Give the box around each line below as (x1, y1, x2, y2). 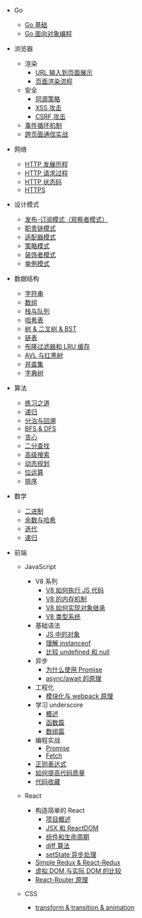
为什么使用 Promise (45, 665, 102, 674)
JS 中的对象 (45, 630, 81, 638)
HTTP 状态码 (24, 178, 62, 186)
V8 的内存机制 (45, 595, 87, 603)
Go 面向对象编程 (24, 30, 73, 37)
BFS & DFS (24, 424, 57, 433)
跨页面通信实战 (24, 130, 69, 138)
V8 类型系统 (45, 612, 81, 621)
